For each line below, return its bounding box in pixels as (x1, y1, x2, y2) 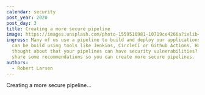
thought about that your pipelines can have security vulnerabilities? (12, 48, 198, 54)
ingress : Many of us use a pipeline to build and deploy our (6, 37, 165, 43)
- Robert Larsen (12, 65, 53, 71)
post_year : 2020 (6, 15, 48, 21)
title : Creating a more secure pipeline (6, 25, 111, 32)
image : (6, 31, 23, 38)
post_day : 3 (6, 20, 37, 26)
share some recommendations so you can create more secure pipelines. (12, 54, 195, 60)
